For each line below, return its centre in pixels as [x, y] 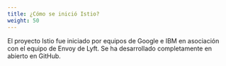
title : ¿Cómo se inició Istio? [53, 14]
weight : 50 [23, 21]
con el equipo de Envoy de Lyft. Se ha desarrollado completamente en [110, 48]
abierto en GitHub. [34, 56]
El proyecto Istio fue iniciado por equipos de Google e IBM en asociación [113, 40]
